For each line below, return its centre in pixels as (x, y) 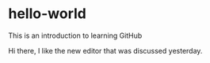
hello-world (48, 14)
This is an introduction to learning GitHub (75, 35)
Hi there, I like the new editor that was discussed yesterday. (105, 50)
